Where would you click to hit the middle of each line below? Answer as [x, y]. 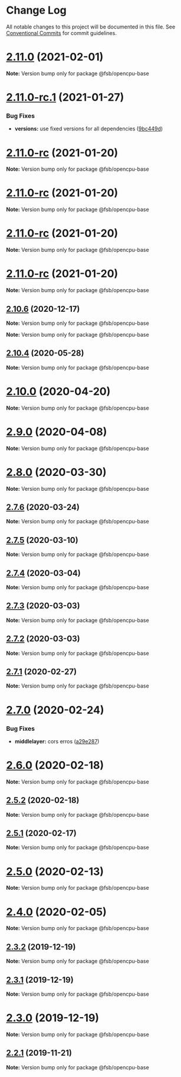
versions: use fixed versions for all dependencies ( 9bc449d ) [89, 129]
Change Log [36, 10]
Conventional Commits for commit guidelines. [61, 33]
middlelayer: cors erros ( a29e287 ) [57, 741]
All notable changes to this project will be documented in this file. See [91, 27]
